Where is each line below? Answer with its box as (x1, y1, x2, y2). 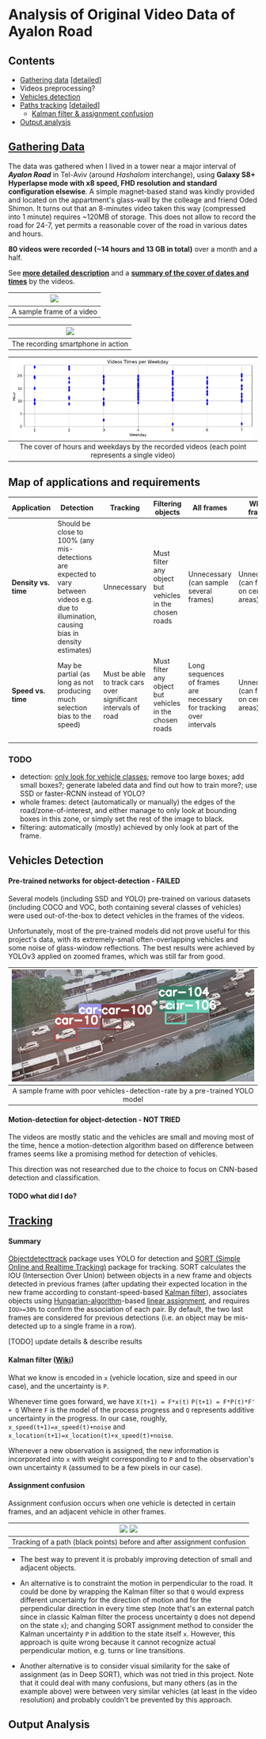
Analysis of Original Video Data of (8, 6, 236, 24)
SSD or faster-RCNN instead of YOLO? (19, 789, 146, 799)
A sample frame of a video (11, 307, 97, 316)
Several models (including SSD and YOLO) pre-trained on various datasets (8, 893, 251, 903)
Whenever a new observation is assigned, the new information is (8, 1445, 219, 1455)
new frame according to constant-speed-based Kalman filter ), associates (8, 1288, 248, 1298)
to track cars (103, 677, 145, 687)
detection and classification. (8, 1173, 101, 1182)
